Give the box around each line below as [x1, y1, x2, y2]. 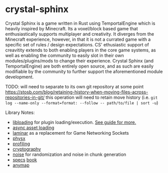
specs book [12, 156, 37, 162]
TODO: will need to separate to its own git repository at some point [5, 83, 144, 89]
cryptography [12, 146, 41, 152]
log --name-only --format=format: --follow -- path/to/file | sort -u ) [5, 99, 158, 105]
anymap [12, 162, 30, 168]
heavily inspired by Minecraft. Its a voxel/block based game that [5, 25, 138, 31]
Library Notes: [5, 109, 35, 116]
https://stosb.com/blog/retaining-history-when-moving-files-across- [5, 89, 148, 95]
